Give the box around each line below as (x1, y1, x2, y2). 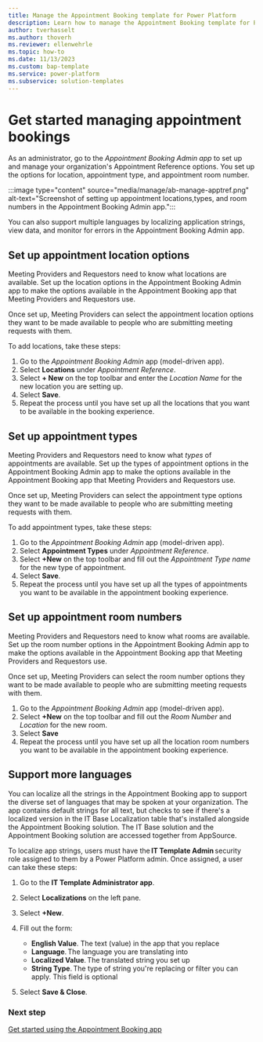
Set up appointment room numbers (8, 610, 182, 624)
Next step (8, 1007, 46, 1018)
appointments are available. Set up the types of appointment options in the (8, 459, 249, 468)
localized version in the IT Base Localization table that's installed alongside (8, 813, 250, 823)
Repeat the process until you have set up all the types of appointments (19, 579, 248, 589)
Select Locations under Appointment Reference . (19, 365, 176, 375)
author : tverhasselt (8, 26, 76, 34)
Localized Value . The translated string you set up (31, 955, 190, 964)
